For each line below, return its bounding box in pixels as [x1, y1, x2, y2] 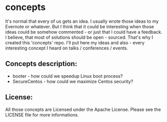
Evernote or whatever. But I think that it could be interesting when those [5, 23, 154, 29]
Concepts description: [5, 59, 77, 68]
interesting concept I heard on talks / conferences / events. [5, 45, 129, 51]
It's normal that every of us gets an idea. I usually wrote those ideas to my [5, 18, 159, 24]
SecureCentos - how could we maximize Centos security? [12, 78, 134, 84]
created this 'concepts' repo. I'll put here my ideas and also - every [5, 39, 145, 45]
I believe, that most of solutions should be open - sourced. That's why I [5, 34, 153, 40]
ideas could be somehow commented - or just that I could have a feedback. [5, 29, 162, 35]
